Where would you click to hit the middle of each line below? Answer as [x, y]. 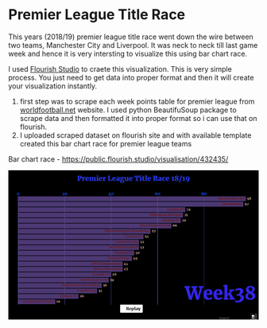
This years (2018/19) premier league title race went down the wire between [131, 37]
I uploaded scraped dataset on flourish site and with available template [135, 135]
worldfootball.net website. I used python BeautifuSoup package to [128, 110]
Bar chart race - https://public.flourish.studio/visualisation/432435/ [118, 159]
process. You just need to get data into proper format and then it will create [131, 77]
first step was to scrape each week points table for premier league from [137, 101]
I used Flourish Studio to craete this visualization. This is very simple [120, 68]
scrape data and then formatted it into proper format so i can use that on [138, 118]
